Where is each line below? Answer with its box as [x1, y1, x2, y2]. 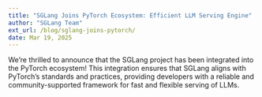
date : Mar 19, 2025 [8, 33, 73, 42]
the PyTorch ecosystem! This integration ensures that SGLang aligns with [8, 64, 246, 73]
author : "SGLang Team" [8, 19, 83, 27]
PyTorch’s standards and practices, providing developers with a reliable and [8, 72, 255, 81]
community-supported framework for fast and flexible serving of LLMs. [8, 80, 240, 90]
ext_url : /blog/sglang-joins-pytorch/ [8, 26, 136, 34]
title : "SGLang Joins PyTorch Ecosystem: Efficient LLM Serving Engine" [8, 11, 253, 20]
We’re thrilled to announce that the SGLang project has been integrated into [8, 55, 254, 65]
